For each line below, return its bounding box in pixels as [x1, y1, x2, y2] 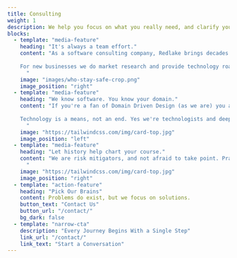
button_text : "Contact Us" [20, 201, 99, 209]
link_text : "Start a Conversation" [20, 240, 125, 247]
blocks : [7, 30, 30, 37]
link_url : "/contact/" [20, 234, 87, 241]
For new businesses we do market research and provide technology [20, 63, 219, 70]
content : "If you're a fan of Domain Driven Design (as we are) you [20, 102, 226, 110]
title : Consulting [7, 10, 61, 18]
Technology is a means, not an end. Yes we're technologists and [20, 115, 217, 122]
